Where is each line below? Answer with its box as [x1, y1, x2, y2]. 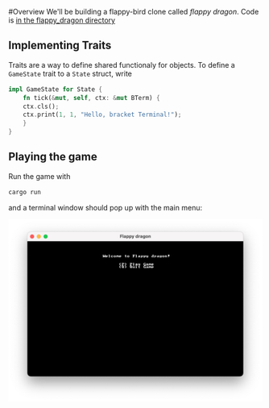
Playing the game [8, 150, 98, 164]
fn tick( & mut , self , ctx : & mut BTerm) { [23, 94, 160, 102]
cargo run [8, 188, 42, 196]
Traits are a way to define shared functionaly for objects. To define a [8, 60, 235, 69]
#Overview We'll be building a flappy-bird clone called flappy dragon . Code [8, 7, 259, 16]
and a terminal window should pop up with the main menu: [8, 202, 203, 212]
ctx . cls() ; [23, 102, 60, 110]
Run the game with [8, 171, 71, 181]
